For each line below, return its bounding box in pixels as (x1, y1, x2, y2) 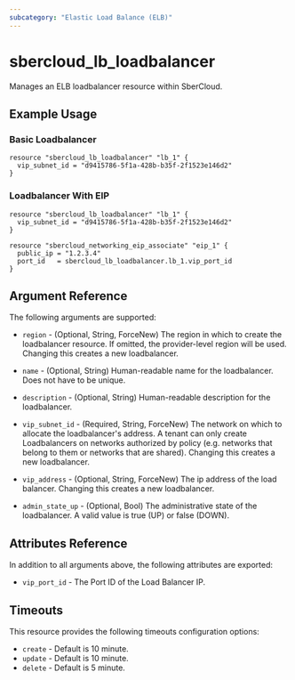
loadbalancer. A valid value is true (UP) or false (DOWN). (21, 510, 229, 521)
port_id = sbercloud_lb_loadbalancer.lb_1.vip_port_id (17, 256, 233, 265)
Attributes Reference (9, 536, 128, 551)
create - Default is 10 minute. (21, 643, 129, 654)
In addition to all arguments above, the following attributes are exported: (9, 560, 274, 571)
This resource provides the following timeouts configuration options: (9, 626, 259, 636)
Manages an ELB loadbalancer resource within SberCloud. (9, 81, 223, 92)
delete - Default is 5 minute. (21, 662, 126, 673)
